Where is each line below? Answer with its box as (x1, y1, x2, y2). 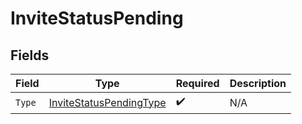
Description (229, 77, 287, 90)
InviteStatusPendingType (48, 95, 167, 109)
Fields (10, 47, 50, 64)
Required (175, 77, 220, 90)
